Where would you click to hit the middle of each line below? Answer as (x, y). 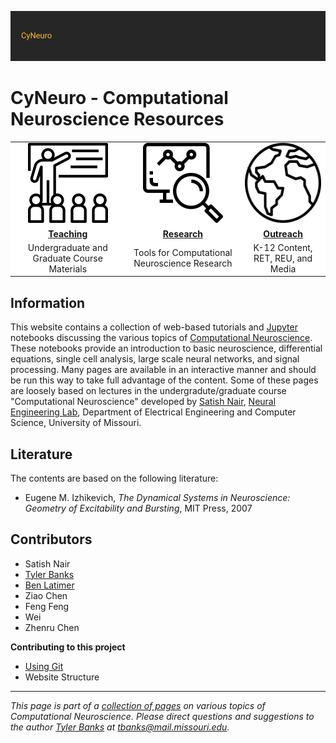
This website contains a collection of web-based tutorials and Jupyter (154, 327)
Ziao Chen (46, 595)
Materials (68, 268)
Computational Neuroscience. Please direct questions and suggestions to (162, 716)
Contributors (51, 539)
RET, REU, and (283, 258)
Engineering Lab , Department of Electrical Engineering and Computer (153, 412)
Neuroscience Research (183, 263)
